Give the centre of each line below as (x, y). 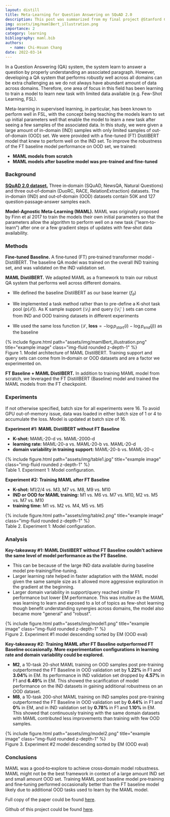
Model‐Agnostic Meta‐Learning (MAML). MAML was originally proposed (82, 211)
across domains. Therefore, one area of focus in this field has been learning (84, 88)
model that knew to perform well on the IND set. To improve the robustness (83, 141)
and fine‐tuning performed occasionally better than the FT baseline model (82, 785)
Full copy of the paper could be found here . (51, 800)
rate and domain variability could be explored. (55, 655)
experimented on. (24, 364)
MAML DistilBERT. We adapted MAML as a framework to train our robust (81, 278)
